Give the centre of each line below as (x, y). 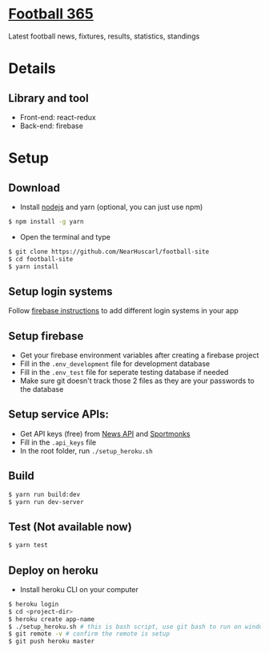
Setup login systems (60, 291)
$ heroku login (34, 604)
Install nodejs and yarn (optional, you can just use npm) (111, 207)
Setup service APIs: (59, 415)
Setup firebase (46, 336)
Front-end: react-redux (58, 117)
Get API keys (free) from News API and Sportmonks (105, 433)
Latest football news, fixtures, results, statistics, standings (104, 36)
